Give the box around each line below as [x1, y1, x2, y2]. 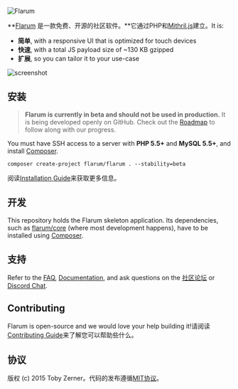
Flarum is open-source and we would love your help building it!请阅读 [7, 322, 211, 331]
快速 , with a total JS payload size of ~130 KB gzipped [17, 46, 174, 53]
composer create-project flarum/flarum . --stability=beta [7, 160, 186, 167]
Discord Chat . [7, 282, 48, 290]
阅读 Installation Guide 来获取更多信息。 [7, 174, 121, 182]
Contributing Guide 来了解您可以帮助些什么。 [7, 331, 138, 339]
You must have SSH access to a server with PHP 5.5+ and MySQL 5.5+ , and [7, 139, 231, 147]
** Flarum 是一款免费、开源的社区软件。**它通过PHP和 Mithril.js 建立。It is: [7, 21, 224, 30]
